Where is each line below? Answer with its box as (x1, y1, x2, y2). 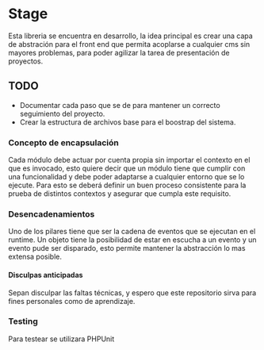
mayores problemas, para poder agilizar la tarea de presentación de (8, 48, 230, 57)
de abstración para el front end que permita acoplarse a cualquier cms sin (8, 39, 251, 48)
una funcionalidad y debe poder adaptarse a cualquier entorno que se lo (8, 172, 245, 182)
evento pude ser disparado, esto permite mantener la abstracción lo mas (8, 244, 246, 253)
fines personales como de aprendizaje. (8, 296, 136, 306)
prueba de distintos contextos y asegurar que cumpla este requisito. (8, 189, 231, 198)
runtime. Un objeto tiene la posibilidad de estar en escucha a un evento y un (8, 235, 257, 244)
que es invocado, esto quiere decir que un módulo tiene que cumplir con (8, 163, 246, 173)
